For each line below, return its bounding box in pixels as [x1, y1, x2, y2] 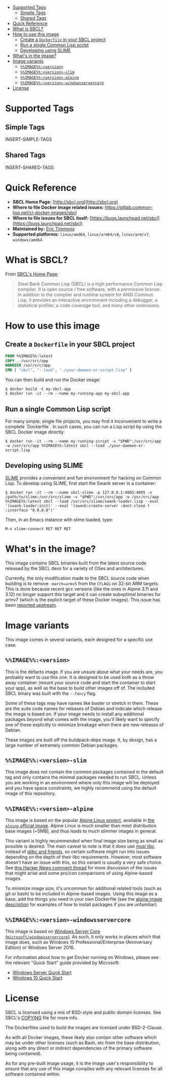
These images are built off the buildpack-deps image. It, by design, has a [5, 737, 157, 743]
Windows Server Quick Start [12, 969, 72, 975]
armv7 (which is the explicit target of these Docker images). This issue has [5, 596, 160, 603]
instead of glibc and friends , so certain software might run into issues [5, 849, 150, 855]
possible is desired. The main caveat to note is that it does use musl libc [5, 843, 155, 850]
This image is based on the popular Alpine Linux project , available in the [5, 817, 155, 823]
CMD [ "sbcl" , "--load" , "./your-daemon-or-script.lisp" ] [5, 368, 132, 373]
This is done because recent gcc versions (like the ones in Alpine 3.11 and [5, 586, 158, 592]
